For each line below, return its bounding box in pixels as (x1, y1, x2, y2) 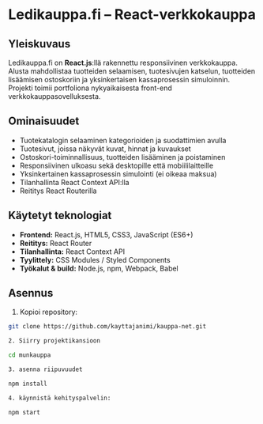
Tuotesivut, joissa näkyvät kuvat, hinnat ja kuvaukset (19, 144, 191, 153)
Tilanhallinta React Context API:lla (19, 177, 130, 187)
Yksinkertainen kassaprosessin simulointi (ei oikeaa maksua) (19, 168, 217, 179)
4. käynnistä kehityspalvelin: (8, 394, 111, 402)
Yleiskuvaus (8, 37, 71, 51)
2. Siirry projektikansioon (8, 337, 101, 345)
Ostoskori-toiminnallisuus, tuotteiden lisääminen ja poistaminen (19, 152, 226, 161)
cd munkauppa (8, 351, 51, 359)
